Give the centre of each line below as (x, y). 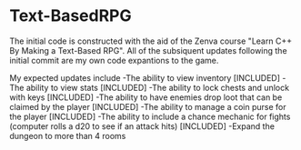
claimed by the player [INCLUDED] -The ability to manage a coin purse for (148, 106)
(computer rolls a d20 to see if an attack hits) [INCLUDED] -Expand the (142, 126)
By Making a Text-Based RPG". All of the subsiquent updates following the (149, 50)
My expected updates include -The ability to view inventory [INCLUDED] (145, 77)
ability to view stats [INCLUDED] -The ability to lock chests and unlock (157, 87)
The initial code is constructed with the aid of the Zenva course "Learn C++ (151, 41)
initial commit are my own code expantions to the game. (114, 60)
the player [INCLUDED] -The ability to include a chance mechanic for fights (150, 116)
